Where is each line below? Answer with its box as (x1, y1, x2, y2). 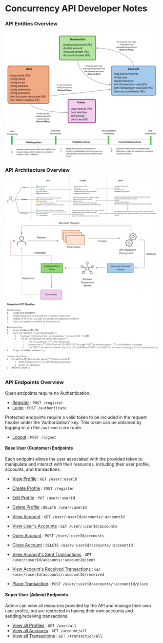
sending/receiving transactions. (5, 613, 69, 619)
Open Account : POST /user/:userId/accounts (12, 532, 104, 538)
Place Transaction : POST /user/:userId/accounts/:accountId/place (12, 581, 148, 586)
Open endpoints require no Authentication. (5, 390, 91, 396)
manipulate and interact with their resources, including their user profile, (5, 461, 150, 467)
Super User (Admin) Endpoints (5, 592, 68, 598)
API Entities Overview (5, 20, 58, 27)
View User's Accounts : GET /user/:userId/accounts (12, 523, 118, 529)
